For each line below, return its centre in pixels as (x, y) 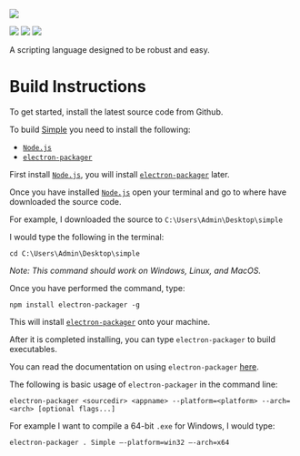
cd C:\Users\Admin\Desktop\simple (75, 253)
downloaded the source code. (65, 201)
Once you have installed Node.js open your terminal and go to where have (148, 192)
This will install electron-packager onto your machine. (110, 321)
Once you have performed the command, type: (97, 288)
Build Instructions (78, 87)
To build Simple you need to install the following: (100, 129)
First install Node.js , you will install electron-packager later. (120, 174)
